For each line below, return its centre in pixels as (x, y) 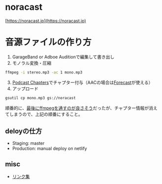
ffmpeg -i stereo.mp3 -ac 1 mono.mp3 (44, 72)
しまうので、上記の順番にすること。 (46, 114)
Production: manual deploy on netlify (49, 148)
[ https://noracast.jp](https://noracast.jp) (46, 21)
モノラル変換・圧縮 (32, 63)
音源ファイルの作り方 (49, 42)
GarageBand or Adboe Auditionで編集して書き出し (63, 57)
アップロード (25, 88)
